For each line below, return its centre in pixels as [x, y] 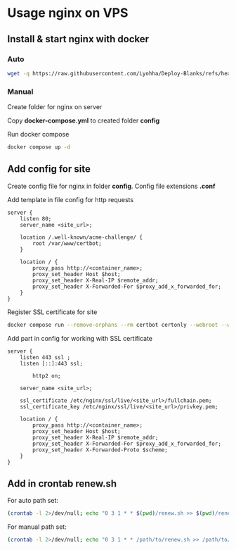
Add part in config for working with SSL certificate [80, 338]
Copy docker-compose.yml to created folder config [84, 120]
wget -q [19, 73]
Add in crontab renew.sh [62, 483]
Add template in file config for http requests [71, 199]
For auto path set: [33, 501]
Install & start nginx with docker [78, 39]
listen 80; [36, 219]
